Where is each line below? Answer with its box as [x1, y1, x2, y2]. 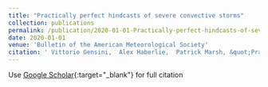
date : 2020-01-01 [8, 33, 66, 42]
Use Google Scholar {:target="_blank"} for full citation [8, 70, 183, 79]
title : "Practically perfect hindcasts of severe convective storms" [8, 11, 245, 20]
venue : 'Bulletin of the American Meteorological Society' [8, 41, 209, 49]
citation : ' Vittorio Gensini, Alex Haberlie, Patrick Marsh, [8, 48, 227, 56]
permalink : [8, 26, 45, 34]
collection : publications [8, 19, 94, 27]
